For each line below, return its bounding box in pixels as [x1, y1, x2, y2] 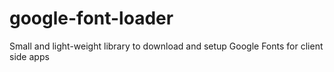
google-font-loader [9, 7, 174, 30]
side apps [9, 50, 50, 62]
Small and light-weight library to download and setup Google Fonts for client [9, 40, 324, 52]
